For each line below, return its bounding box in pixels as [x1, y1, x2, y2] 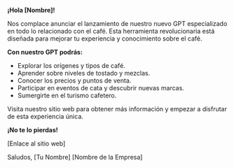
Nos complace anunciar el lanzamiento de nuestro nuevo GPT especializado [7, 20, 228, 27]
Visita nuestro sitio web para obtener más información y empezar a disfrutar [7, 105, 228, 113]
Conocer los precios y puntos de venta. [17, 76, 132, 85]
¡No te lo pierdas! [7, 126, 58, 134]
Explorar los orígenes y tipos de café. [17, 62, 126, 69]
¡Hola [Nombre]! [7, 6, 55, 14]
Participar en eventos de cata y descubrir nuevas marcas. [17, 84, 184, 92]
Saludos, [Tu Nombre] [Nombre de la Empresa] [7, 153, 143, 161]
